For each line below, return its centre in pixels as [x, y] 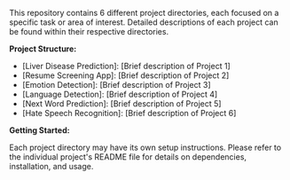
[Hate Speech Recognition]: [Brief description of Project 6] [129, 113]
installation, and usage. [51, 166]
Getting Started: [39, 130]
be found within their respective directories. [89, 31]
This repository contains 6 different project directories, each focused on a [144, 13]
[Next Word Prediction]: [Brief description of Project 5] [121, 104]
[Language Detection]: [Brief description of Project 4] [120, 94]
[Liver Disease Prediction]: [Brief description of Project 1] [126, 66]
